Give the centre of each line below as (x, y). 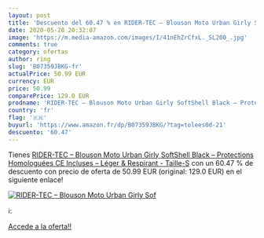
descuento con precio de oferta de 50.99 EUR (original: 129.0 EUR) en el (125, 171)
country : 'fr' (31, 111)
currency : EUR (31, 81)
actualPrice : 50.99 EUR (47, 74)
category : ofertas (38, 52)
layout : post (29, 15)
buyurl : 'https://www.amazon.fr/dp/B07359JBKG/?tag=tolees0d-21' (117, 125)
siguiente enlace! (36, 179)
